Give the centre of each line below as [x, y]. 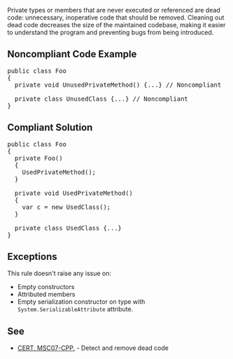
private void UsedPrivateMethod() [73, 193]
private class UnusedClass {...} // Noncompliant [101, 98]
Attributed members [46, 294]
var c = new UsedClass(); [66, 207]
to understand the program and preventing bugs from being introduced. [111, 32]
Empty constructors [46, 287]
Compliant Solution [50, 127]
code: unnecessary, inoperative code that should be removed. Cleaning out [116, 17]
